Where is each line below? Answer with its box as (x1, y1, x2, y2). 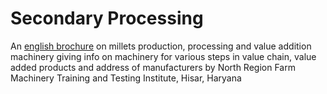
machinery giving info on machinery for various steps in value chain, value (10, 50, 317, 62)
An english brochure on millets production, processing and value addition (10, 40, 312, 52)
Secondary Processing (10, 7, 204, 30)
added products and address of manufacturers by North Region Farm (10, 61, 296, 73)
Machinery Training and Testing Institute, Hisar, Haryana (10, 72, 242, 84)
